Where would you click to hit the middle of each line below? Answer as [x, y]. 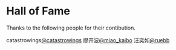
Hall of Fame [38, 11]
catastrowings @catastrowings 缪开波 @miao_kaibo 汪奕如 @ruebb [88, 40]
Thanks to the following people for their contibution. [71, 28]
